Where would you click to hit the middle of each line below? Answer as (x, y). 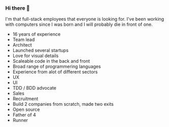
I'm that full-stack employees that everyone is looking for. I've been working (85, 19)
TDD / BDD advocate (35, 88)
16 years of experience (37, 34)
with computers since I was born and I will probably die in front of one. (79, 24)
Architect (22, 45)
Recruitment (25, 99)
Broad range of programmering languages (57, 67)
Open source (26, 110)
